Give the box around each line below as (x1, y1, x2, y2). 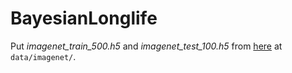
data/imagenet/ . (10, 50, 77, 62)
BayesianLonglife (10, 7, 158, 30)
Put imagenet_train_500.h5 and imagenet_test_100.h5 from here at (10, 40, 283, 52)
